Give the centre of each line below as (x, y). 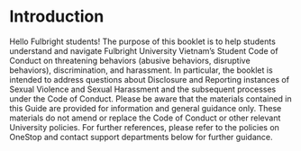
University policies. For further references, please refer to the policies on (144, 127)
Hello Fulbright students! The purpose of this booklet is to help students (143, 41)
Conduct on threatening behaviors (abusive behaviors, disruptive (130, 60)
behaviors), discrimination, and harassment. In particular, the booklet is (141, 70)
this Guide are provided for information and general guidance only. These (146, 108)
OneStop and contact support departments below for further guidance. (141, 137)
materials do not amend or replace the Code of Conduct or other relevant (145, 118)
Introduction (57, 17)
